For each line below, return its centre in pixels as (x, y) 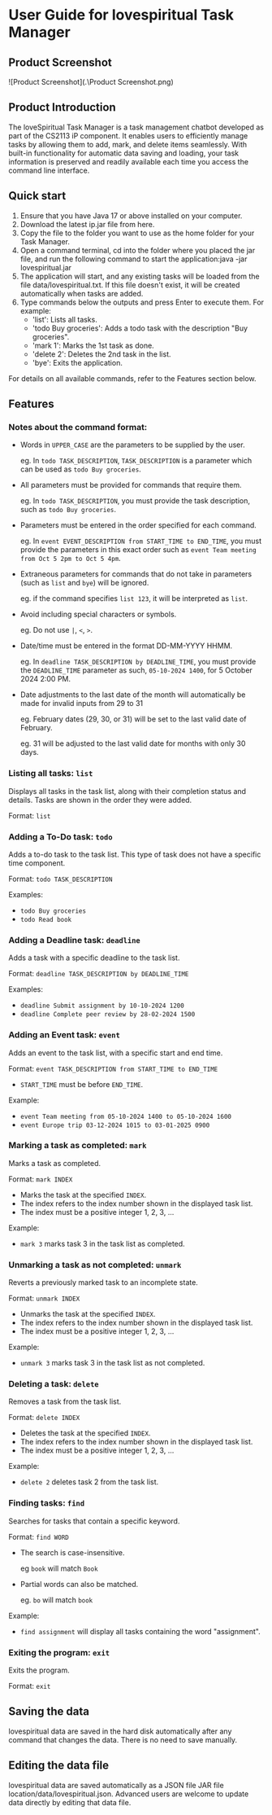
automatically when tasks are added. (82, 293)
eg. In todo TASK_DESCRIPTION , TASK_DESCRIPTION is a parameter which (136, 461)
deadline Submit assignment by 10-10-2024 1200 (102, 1006)
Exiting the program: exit (59, 1652)
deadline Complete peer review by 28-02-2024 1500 (108, 1015)
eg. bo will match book (56, 1600)
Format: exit (30, 1686)
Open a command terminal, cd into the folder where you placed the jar (138, 250)
